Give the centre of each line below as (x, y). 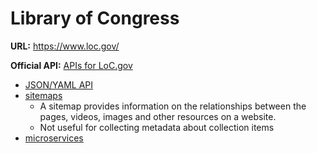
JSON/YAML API (59, 84)
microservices (54, 138)
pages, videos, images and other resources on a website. (158, 116)
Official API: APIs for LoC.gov (71, 65)
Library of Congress (95, 18)
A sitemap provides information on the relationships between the (173, 106)
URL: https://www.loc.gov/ (65, 46)
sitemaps (43, 95)
